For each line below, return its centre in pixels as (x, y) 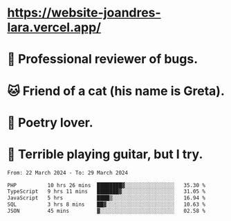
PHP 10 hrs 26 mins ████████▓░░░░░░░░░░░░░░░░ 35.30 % (107, 185)
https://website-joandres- (84, 13)
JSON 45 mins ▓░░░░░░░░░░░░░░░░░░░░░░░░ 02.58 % (107, 211)
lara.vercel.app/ (54, 27)
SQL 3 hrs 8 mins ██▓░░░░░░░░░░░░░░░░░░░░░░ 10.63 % (107, 205)
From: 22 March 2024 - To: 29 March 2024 (68, 173)
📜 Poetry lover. (50, 122)
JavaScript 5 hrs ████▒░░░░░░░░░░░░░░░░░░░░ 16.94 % (107, 198)
